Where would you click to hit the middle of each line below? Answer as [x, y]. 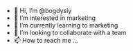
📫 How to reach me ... [46, 40]
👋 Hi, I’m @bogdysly [43, 11]
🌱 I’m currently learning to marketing [66, 25]
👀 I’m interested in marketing [54, 18]
